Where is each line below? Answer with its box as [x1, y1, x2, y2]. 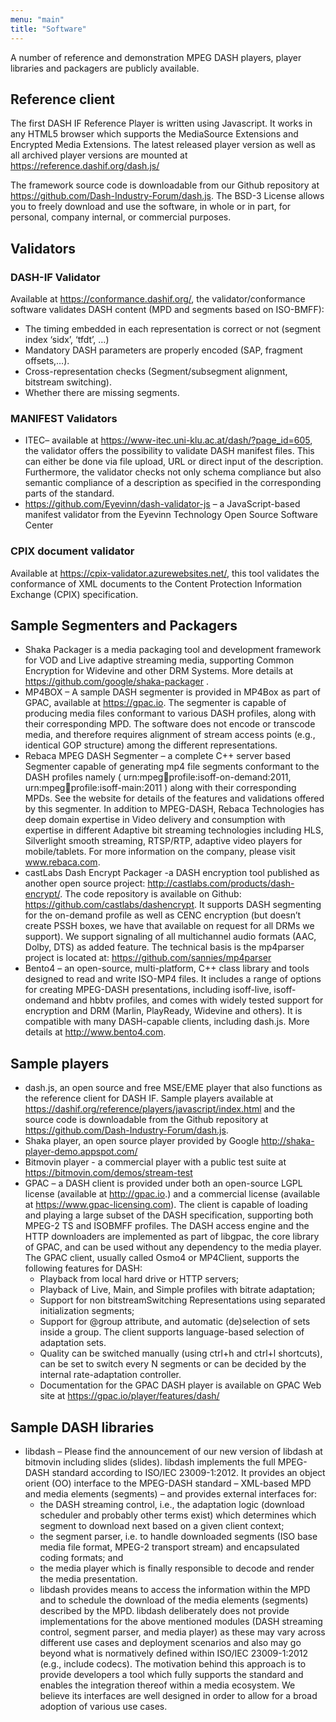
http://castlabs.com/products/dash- [147, 877, 295, 890]
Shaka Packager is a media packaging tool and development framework [24, 644, 322, 656]
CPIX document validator [10, 544, 135, 558]
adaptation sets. [39, 1337, 107, 1349]
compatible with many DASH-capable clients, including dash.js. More [24, 1016, 310, 1028]
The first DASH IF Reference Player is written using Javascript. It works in [10, 117, 313, 130]
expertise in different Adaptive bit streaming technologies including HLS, [24, 824, 324, 836]
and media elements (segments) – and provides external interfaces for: [24, 1488, 318, 1500]
